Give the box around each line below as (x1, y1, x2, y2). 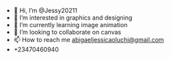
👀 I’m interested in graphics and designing (13, 14, 133, 22)
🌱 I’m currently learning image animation (13, 21, 128, 28)
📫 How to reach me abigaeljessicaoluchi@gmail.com (13, 36, 164, 43)
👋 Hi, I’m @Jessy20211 (13, 7, 77, 14)
